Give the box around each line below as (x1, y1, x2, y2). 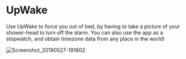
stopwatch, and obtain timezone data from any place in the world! (6, 35, 165, 42)
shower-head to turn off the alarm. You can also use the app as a (6, 29, 163, 36)
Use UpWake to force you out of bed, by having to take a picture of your (6, 23, 180, 30)
